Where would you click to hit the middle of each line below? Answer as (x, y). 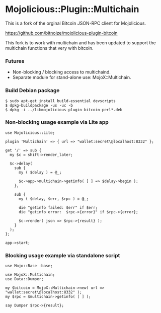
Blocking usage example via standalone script (63, 255)
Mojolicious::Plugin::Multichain (72, 9)
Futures (15, 61)
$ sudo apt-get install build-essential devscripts (60, 101)
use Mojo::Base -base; (29, 266)
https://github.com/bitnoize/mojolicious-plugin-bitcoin (61, 33)
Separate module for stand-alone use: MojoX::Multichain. (72, 77)
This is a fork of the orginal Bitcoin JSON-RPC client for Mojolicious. (76, 23)
